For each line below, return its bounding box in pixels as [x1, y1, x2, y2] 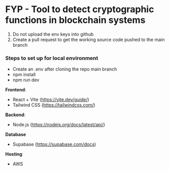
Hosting [5, 151, 23, 157]
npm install [12, 72, 36, 78]
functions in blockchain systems [5, 14, 146, 26]
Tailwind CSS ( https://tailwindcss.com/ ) [12, 102, 95, 108]
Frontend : [5, 87, 26, 93]
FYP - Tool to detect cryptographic [5, 4, 154, 15]
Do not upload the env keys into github [12, 31, 94, 37]
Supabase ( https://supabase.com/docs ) [12, 141, 96, 148]
